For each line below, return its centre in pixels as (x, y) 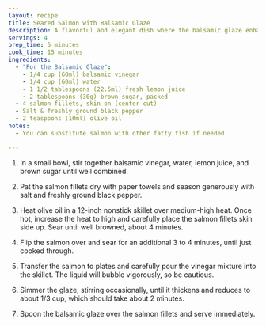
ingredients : (30, 60)
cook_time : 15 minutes (46, 52)
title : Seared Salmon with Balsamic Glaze (79, 23)
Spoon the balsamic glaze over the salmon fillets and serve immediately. (137, 313)
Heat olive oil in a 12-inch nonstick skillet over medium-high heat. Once (135, 210)
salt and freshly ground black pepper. (81, 195)
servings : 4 (28, 38)
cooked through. (47, 251)
